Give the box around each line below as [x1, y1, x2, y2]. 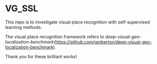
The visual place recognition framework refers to [5, 34, 105, 40]
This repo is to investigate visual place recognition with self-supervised [5, 19, 150, 25]
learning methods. [5, 24, 42, 30]
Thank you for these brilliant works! [5, 53, 78, 59]
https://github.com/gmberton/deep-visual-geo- [55, 39, 152, 44]
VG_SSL [5, 3, 39, 14]
